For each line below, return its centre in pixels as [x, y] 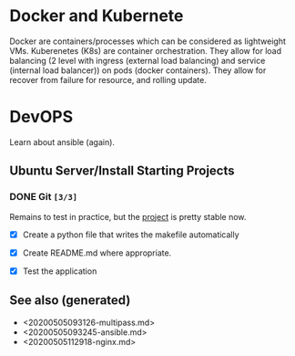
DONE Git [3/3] [44, 197]
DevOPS [41, 117]
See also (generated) [70, 301]
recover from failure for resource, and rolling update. [108, 79]
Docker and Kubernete [97, 16]
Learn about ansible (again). [62, 141]
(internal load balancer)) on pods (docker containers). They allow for [138, 70]
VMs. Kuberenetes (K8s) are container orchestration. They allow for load [146, 50]
